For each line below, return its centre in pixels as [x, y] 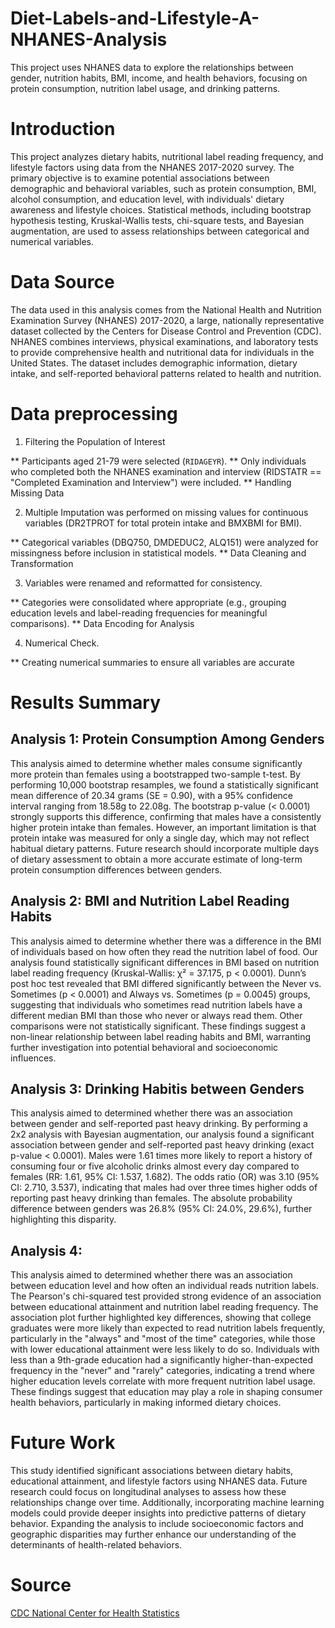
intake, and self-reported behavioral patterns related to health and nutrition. [166, 373]
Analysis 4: [46, 1250]
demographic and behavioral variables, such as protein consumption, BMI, [163, 188]
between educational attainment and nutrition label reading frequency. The [164, 1307]
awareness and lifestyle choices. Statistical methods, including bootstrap [161, 209]
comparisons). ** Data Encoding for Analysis [102, 623]
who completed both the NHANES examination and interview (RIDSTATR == [166, 471]
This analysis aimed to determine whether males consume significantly [156, 763]
